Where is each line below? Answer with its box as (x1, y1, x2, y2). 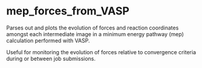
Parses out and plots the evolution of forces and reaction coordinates (6, 24, 179, 31)
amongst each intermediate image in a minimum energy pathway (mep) (6, 30, 184, 37)
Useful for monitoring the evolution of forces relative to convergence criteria (6, 48, 197, 55)
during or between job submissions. (6, 55, 96, 62)
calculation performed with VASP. (6, 37, 90, 44)
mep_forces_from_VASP (6, 4, 130, 18)
